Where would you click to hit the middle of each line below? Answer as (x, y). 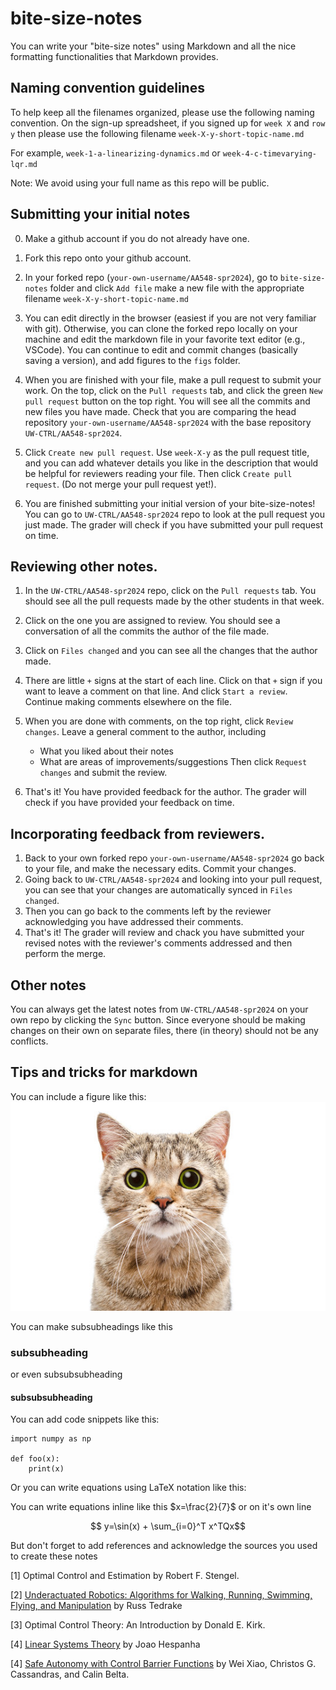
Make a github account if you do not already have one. (137, 238)
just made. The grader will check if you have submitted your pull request (174, 524)
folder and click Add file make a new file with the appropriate (177, 288)
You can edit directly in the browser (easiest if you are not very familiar (170, 318)
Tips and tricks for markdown (104, 1072)
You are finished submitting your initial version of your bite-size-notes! (170, 503)
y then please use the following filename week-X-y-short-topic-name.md (157, 133)
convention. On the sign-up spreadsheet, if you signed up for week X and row (168, 123)
